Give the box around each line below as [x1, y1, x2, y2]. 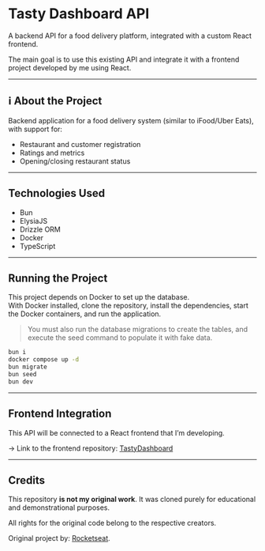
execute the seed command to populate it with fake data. [27, 333, 213, 342]
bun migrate [8, 363, 47, 372]
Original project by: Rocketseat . [8, 534, 110, 543]
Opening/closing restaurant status [19, 156, 131, 166]
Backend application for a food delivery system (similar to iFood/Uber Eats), [8, 115, 254, 125]
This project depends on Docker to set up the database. [8, 292, 190, 302]
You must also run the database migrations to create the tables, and [27, 325, 248, 334]
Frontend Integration [8, 407, 112, 421]
